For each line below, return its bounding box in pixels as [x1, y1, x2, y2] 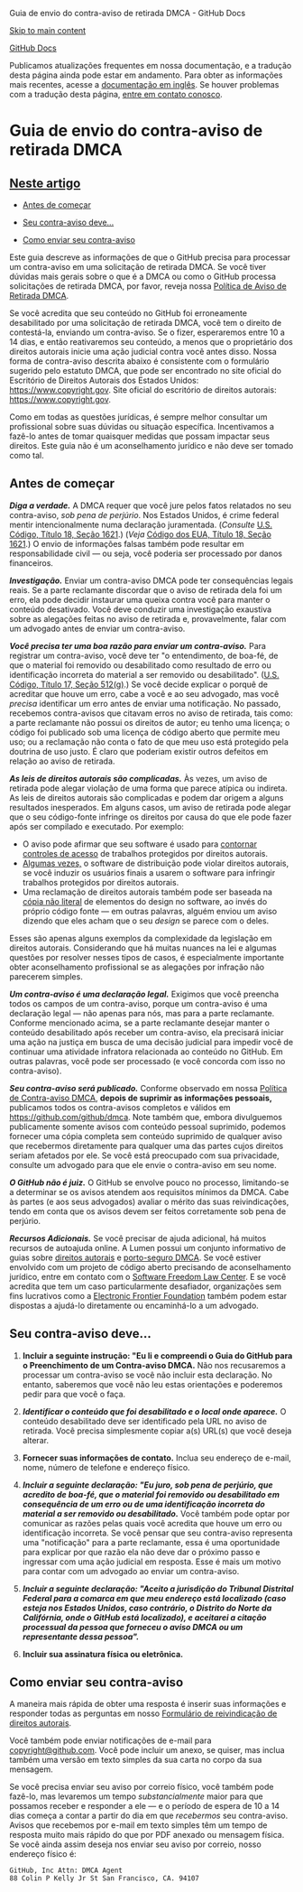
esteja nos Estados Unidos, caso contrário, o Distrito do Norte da [22, 1602, 272, 1613]
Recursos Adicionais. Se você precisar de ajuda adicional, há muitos [9, 1232, 267, 1244]
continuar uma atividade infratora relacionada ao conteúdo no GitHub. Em [9, 1046, 283, 1057]
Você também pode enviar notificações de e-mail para [9, 1735, 212, 1746]
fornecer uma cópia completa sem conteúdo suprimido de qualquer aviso [9, 1130, 282, 1141]
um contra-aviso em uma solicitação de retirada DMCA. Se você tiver [9, 262, 267, 272]
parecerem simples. [9, 970, 83, 982]
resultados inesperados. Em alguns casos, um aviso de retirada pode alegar [9, 802, 291, 812]
